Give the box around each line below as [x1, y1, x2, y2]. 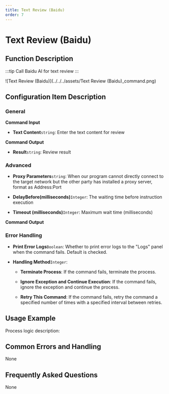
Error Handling [5, 232, 42, 239]
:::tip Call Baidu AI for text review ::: [5, 68, 79, 74]
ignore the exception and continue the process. [20, 284, 120, 290]
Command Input [5, 119, 40, 125]
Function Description [5, 55, 74, 63]
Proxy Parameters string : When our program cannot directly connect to [12, 173, 164, 179]
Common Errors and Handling [5, 342, 101, 351]
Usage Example [5, 314, 56, 323]
